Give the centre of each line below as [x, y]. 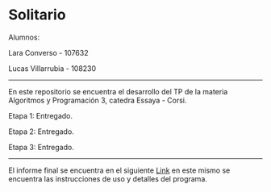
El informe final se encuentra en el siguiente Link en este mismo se [119, 170]
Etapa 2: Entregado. [41, 131]
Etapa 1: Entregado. [41, 115]
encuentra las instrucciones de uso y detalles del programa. [108, 178]
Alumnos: [24, 37]
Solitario [37, 15]
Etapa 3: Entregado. [41, 147]
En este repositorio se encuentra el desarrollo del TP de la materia [118, 91]
